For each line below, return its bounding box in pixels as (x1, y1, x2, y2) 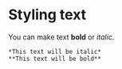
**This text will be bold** (8, 55, 102, 63)
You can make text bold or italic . (8, 32, 115, 42)
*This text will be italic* (8, 47, 102, 55)
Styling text (8, 6, 87, 24)
